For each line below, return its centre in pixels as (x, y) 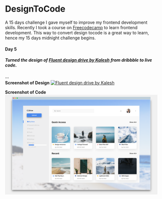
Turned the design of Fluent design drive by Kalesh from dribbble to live (79, 60)
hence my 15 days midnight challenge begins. (50, 38)
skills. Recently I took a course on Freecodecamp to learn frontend (71, 27)
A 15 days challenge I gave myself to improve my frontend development (76, 22)
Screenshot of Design (27, 83)
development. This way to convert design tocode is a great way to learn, (77, 33)
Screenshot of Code (26, 92)
